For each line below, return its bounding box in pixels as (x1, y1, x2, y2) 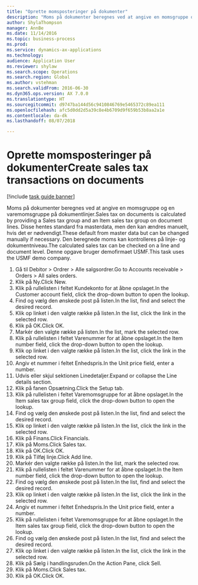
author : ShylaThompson (6, 19, 62, 25)
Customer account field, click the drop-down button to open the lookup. (15, 291, 190, 298)
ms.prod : (6, 42, 28, 48)
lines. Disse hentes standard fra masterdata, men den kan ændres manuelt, (6, 223, 189, 230)
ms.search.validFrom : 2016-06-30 (6, 85, 89, 91)
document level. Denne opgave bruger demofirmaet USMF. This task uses (6, 248, 184, 255)
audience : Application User (6, 58, 76, 64)
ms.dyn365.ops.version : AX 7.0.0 (6, 91, 89, 97)
